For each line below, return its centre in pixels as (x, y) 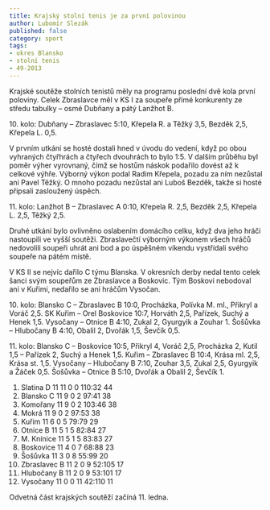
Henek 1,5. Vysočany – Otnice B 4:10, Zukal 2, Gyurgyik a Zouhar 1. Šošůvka (135, 321)
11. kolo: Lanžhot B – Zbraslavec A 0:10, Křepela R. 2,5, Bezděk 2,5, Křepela (133, 206)
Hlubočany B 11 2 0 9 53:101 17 (71, 473)
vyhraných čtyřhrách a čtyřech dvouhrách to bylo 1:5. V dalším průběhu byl (134, 156)
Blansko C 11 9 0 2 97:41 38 (66, 396)
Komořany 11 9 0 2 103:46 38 (69, 404)
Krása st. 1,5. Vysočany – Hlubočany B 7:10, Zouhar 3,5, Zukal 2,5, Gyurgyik (134, 363)
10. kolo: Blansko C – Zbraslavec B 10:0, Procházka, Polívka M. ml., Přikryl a (133, 305)
